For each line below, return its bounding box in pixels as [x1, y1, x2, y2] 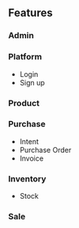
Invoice [19, 154, 44, 163]
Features [8, 6, 53, 20]
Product [8, 97, 40, 108]
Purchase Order [19, 145, 72, 154]
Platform [8, 51, 42, 63]
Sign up [19, 78, 45, 87]
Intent [19, 136, 39, 146]
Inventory [8, 173, 47, 184]
